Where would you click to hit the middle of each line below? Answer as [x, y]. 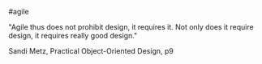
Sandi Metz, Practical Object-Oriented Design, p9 [91, 51]
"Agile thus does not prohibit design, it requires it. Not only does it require [131, 27]
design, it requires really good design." [73, 36]
